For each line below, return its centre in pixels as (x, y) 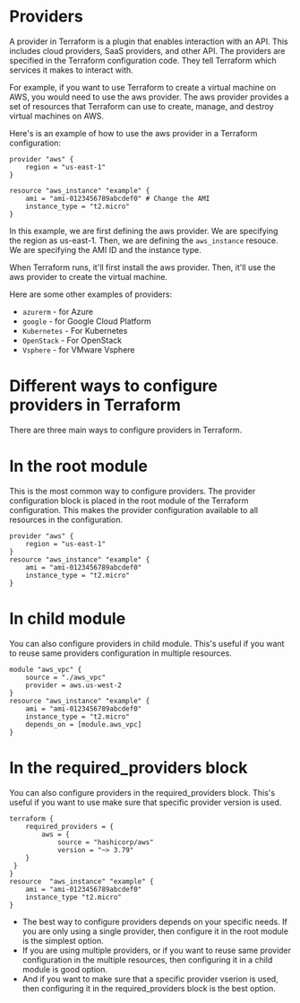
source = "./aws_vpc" (65, 677)
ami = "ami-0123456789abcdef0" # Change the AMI (118, 198)
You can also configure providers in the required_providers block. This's (142, 792)
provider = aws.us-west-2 (74, 685)
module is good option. (65, 969)
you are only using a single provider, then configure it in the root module (155, 931)
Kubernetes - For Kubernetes (75, 330)
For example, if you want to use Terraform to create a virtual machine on (142, 87)
